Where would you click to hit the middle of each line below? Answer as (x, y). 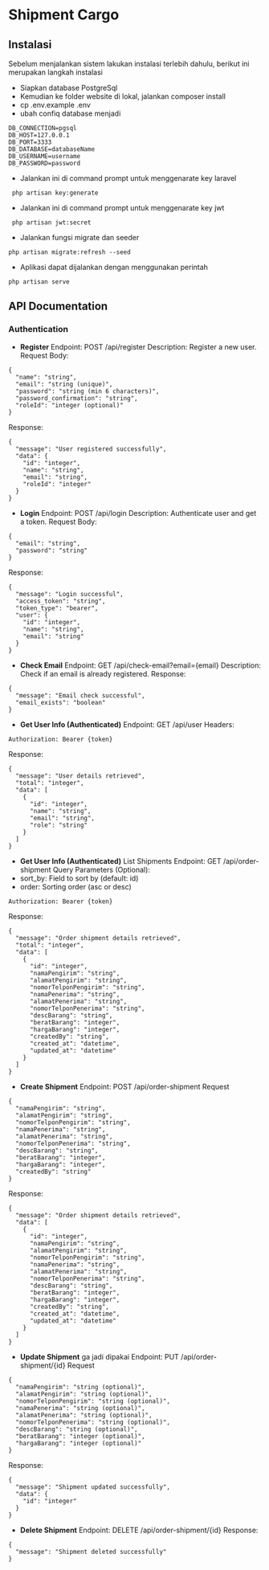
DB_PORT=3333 (30, 142)
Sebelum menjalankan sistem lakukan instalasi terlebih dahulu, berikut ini (129, 63)
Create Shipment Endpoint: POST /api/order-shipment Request (125, 1086)
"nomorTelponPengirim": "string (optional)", (93, 1401)
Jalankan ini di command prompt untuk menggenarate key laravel (128, 178)
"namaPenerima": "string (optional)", (81, 1408)
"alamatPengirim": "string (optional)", (84, 1394)
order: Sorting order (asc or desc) (76, 886)
